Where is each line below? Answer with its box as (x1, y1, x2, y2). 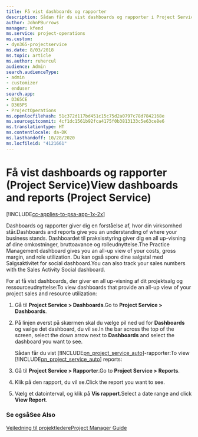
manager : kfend (6, 25, 44, 31)
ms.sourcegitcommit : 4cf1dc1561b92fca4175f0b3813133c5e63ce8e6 (6, 119, 165, 125)
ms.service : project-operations (6, 31, 85, 37)
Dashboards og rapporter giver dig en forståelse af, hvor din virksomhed (6, 222, 182, 229)
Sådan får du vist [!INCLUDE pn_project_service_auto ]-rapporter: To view (14, 349, 190, 356)
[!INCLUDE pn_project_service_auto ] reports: (14, 356, 123, 363)
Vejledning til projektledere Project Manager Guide (6, 424, 127, 431)
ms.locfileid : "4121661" (6, 140, 67, 146)
